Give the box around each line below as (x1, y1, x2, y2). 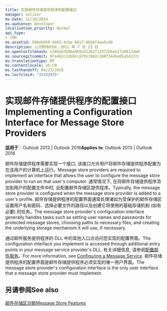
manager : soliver (5, 12, 41, 17)
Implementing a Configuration (5, 106, 132, 118)
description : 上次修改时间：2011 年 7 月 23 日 (5, 44, 98, 49)
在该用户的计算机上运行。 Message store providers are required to (5, 167, 141, 173)
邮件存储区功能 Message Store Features (5, 300, 86, 306)
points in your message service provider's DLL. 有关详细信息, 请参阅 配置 (5, 247, 154, 253)
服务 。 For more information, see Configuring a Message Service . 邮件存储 (9, 253, 162, 259)
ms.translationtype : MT (5, 58, 55, 63)
